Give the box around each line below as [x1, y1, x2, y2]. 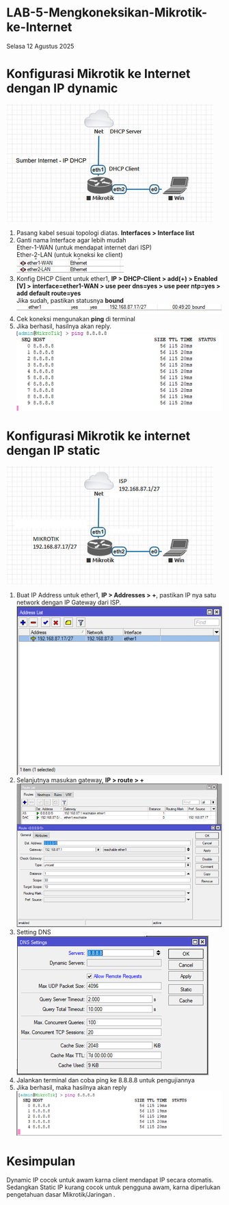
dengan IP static [6, 443, 100, 458]
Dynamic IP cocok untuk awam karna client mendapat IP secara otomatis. [6, 1176, 214, 1184]
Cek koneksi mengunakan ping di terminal [16, 314, 136, 323]
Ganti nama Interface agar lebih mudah [16, 236, 127, 244]
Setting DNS [16, 928, 51, 936]
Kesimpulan [6, 1153, 76, 1169]
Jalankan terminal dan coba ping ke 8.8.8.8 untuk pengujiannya [16, 1076, 196, 1084]
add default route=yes [16, 289, 81, 297]
